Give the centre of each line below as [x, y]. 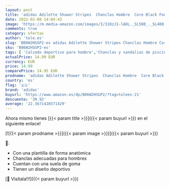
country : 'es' [20, 80]
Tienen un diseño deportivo [41, 169]
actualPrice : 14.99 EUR [30, 57]
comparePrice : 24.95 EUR [31, 71]
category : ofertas [25, 33]
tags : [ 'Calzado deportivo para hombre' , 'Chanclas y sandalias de [78, 52]
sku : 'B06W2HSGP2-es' [28, 48]
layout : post [19, 10]
